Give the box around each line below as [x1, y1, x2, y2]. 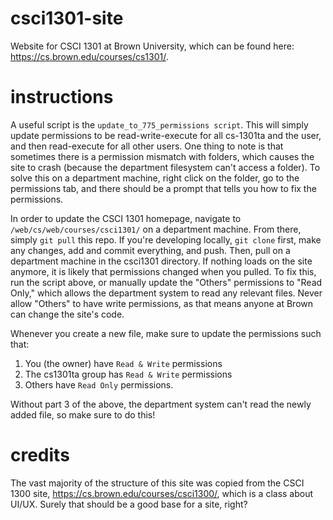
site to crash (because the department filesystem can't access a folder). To [10, 161, 321, 173]
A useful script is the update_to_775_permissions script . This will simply [10, 118, 309, 131]
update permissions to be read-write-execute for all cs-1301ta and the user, [10, 129, 322, 141]
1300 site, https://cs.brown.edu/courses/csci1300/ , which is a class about [10, 487, 314, 499]
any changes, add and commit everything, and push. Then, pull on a [10, 244, 291, 256]
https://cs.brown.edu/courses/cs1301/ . [10, 50, 169, 62]
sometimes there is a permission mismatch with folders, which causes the [10, 150, 315, 162]
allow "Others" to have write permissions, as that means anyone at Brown [10, 297, 314, 309]
